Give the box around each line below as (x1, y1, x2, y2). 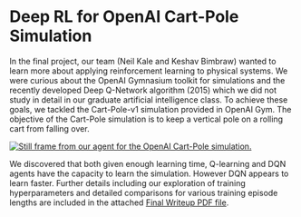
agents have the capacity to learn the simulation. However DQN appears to (9, 168, 289, 179)
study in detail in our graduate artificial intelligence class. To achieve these (9, 94, 288, 105)
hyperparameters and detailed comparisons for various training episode (9, 187, 278, 198)
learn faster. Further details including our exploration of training (9, 177, 247, 188)
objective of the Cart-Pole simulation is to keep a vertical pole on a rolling (9, 113, 284, 124)
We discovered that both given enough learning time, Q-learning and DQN (9, 158, 286, 169)
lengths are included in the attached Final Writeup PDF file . (9, 197, 229, 208)
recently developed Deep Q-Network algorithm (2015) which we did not (9, 84, 277, 95)
